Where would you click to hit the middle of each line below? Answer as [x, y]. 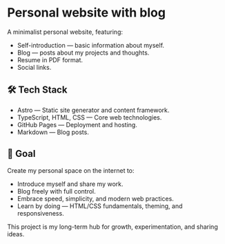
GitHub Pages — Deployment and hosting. [77, 124]
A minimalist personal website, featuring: [65, 32]
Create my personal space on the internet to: [71, 170]
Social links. [34, 67]
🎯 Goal [21, 154]
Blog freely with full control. [56, 191]
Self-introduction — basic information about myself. [90, 45]
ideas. [16, 234]
